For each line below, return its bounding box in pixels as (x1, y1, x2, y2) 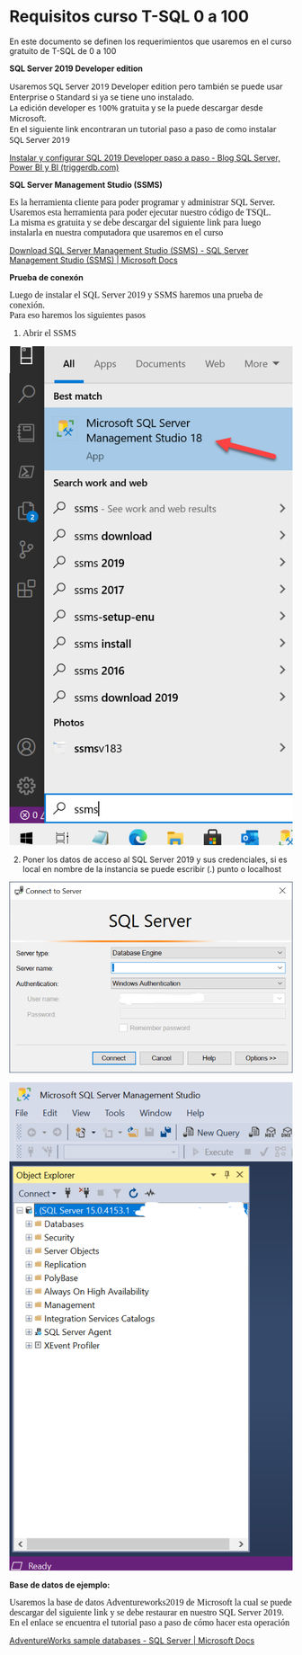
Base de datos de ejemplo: (9, 1579, 111, 1590)
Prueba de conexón (9, 271, 84, 282)
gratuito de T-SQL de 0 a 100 (9, 45, 117, 56)
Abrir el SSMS (22, 327, 76, 338)
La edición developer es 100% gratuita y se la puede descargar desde (9, 102, 263, 113)
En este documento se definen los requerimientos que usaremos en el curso (9, 36, 292, 47)
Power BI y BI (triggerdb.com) (9, 162, 120, 173)
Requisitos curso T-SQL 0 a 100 (9, 6, 250, 27)
